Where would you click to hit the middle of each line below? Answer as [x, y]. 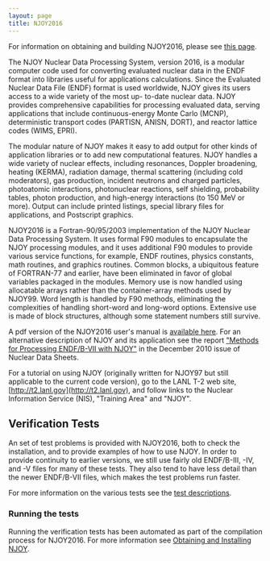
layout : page [30, 16]
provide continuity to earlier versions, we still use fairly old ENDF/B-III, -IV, [131, 460]
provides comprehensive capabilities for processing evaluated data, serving [134, 105]
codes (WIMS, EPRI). [43, 131]
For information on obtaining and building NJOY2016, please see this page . [133, 46]
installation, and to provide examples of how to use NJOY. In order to [123, 451]
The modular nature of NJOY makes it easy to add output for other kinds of [133, 146]
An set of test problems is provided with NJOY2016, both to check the [124, 443]
